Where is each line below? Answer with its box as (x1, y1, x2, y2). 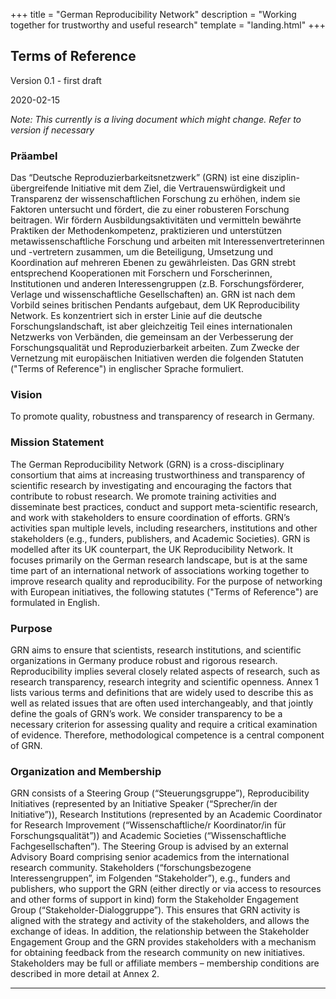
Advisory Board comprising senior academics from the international (10, 851, 290, 863)
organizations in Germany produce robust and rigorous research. (10, 655, 278, 666)
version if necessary (10, 124, 95, 136)
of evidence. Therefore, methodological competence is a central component (10, 729, 325, 741)
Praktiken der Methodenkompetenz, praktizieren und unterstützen (10, 225, 283, 237)
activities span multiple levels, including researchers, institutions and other (10, 522, 318, 534)
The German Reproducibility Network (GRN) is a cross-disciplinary (10, 458, 285, 470)
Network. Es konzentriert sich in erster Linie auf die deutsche (10, 310, 263, 322)
